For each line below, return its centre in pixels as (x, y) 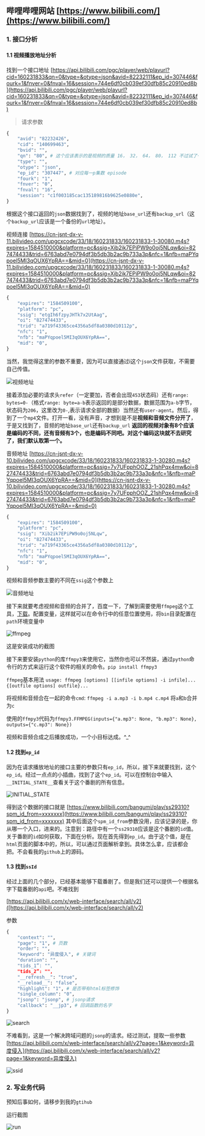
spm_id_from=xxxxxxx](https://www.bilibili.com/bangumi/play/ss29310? (97, 814)
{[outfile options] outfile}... (47, 686)
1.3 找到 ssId (22, 867)
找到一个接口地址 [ (30, 70)
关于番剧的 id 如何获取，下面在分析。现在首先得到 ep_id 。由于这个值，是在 (99, 836)
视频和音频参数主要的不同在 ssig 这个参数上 (60, 580)
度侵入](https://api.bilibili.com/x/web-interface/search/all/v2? (83, 1051)
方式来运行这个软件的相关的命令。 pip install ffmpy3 (90, 667)
